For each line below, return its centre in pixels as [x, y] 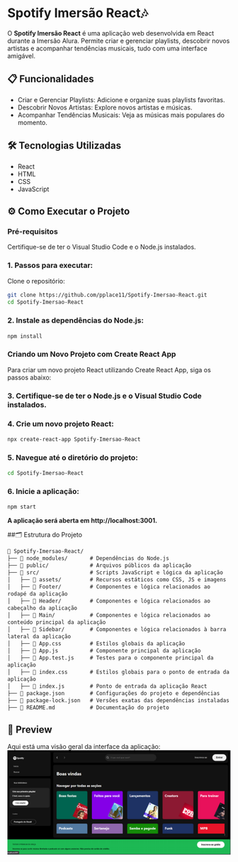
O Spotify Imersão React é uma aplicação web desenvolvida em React [111, 33]
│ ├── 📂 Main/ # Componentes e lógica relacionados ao [109, 615]
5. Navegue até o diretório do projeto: [73, 458]
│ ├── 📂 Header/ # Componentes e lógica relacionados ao [109, 601]
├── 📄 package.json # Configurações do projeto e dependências [114, 694]
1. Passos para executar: [50, 266]
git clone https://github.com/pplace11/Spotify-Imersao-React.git [107, 295]
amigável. [21, 55]
